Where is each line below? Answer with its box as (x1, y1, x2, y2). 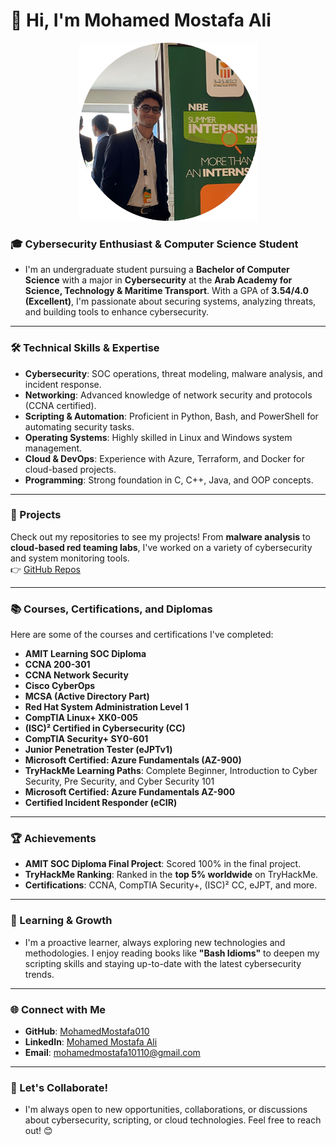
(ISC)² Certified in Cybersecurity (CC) (24, 722, 186, 734)
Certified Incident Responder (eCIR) (24, 797, 178, 809)
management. (24, 442, 83, 454)
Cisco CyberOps (24, 680, 96, 692)
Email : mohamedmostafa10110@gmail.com (24, 1047, 201, 1059)
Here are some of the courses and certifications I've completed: (10, 629, 274, 641)
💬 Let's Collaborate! (10, 1080, 108, 1094)
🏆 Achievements (10, 832, 97, 846)
